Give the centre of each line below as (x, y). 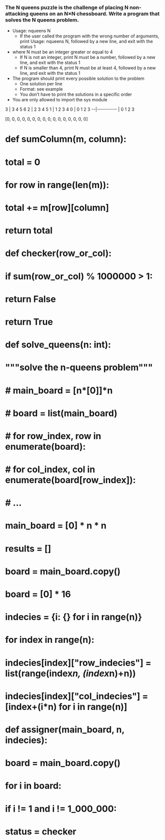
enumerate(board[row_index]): (71, 480)
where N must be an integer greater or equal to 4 (62, 52)
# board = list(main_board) (61, 413)
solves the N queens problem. (42, 20)
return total (29, 231)
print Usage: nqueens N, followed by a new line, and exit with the (86, 41)
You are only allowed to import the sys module (60, 100)
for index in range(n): (50, 640)
